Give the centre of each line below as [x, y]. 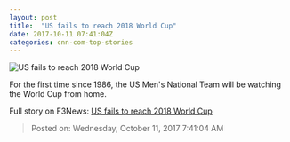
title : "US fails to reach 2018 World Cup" [93, 26]
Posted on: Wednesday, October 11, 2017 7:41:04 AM [127, 129]
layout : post [33, 17]
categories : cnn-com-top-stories [71, 42]
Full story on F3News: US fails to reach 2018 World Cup [111, 111]
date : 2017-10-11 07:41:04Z [61, 34]
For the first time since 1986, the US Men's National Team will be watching [145, 84]
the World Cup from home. [58, 94]
